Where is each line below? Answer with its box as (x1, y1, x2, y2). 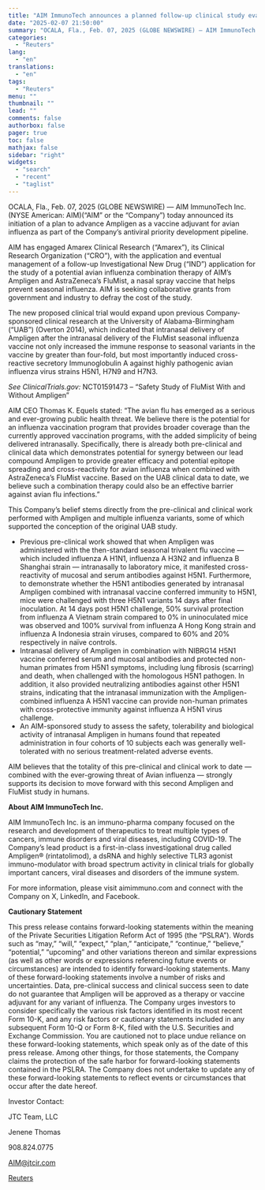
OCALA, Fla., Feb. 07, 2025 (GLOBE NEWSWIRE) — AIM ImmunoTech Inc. (8, 202, 247, 211)
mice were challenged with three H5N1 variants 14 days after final (19, 595, 233, 604)
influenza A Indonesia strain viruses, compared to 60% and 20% (19, 629, 230, 638)
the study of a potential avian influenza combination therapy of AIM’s (8, 268, 232, 277)
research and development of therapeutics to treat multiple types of (8, 825, 229, 835)
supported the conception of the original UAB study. (8, 522, 177, 531)
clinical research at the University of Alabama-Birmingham (44, 316, 235, 326)
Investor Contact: (8, 1096, 65, 1106)
